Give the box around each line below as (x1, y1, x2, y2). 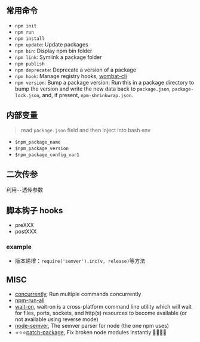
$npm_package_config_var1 (14, 151, 79, 158)
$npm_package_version (14, 145, 69, 151)
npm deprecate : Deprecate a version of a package (14, 66, 136, 73)
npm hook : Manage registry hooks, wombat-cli (14, 72, 127, 79)
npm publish (14, 61, 45, 67)
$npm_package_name (14, 139, 61, 145)
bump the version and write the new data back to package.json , (14, 85, 171, 92)
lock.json (14, 92, 40, 98)
